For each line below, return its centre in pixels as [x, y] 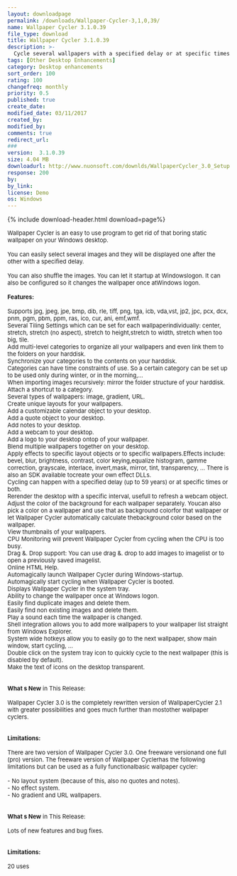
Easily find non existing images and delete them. [73, 610]
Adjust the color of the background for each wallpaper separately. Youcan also [114, 503]
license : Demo [28, 193]
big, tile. [18, 340]
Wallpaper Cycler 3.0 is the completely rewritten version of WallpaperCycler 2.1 [115, 703]
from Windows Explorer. [40, 632]
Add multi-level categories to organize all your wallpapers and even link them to [116, 347]
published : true [31, 100]
